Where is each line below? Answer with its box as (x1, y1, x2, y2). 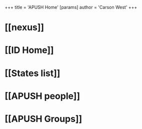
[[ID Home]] (4, 44, 54, 56)
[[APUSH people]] (4, 90, 80, 101)
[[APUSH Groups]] (4, 113, 82, 124)
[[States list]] (4, 67, 60, 79)
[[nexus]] (4, 22, 44, 33)
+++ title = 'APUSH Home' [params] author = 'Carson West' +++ (4, 4, 137, 10)
